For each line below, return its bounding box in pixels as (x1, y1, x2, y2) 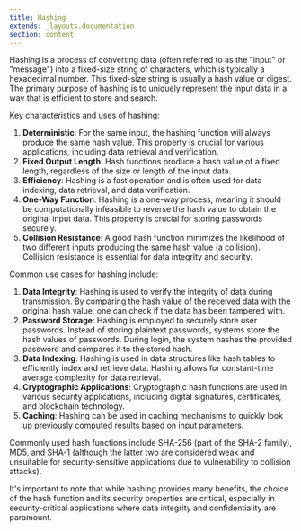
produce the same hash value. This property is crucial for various (22, 137, 265, 148)
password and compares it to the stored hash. (22, 343, 193, 355)
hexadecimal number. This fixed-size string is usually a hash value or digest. (9, 74, 292, 84)
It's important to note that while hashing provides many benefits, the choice (9, 483, 289, 494)
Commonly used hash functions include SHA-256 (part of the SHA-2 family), (9, 438, 292, 448)
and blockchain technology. (22, 401, 126, 412)
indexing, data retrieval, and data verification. (22, 185, 190, 196)
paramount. (9, 512, 52, 523)
